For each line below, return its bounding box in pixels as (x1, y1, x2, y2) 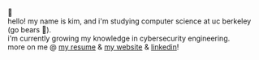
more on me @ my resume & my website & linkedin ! (7, 42, 179, 52)
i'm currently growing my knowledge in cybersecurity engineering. (7, 33, 231, 43)
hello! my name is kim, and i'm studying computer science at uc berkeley (7, 16, 252, 26)
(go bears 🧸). (7, 25, 52, 34)
